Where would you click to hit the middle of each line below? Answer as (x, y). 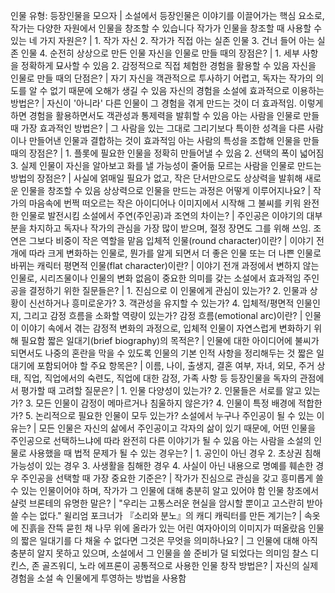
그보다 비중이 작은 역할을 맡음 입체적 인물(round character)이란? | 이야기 (171, 240)
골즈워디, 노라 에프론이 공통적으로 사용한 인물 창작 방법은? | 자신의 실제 (180, 565)
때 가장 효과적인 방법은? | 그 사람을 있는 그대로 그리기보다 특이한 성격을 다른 (158, 128)
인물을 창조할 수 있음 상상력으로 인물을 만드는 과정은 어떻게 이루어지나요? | (166, 190)
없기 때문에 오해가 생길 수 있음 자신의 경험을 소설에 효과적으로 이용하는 (187, 90)
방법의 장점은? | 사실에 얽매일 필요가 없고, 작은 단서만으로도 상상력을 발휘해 (156, 178)
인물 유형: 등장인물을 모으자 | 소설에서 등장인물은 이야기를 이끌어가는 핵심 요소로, (167, 15)
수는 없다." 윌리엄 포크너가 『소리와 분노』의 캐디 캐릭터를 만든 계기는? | (161, 515)
